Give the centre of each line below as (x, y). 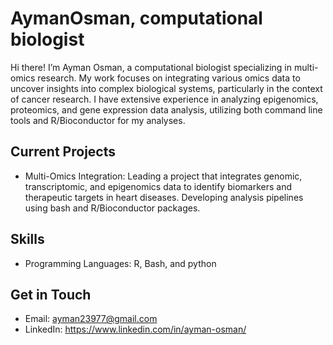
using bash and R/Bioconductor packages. (112, 208)
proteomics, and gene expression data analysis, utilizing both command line (166, 109)
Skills (27, 239)
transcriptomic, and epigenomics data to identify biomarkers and (158, 186)
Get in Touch (51, 294)
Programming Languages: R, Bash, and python (120, 263)
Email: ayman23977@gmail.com (91, 319)
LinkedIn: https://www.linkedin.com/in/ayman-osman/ (135, 329)
